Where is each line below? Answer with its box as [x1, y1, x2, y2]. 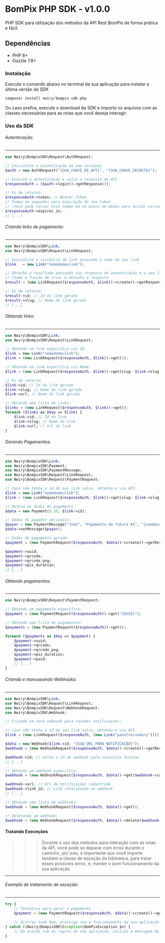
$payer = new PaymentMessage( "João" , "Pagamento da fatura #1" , [5, 522, 139, 527]
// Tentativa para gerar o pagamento [14, 906, 91, 911]
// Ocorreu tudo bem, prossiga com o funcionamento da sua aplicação [14, 920, 160, 925]
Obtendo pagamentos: [5, 578, 51, 584]
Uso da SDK [5, 122, 34, 129]
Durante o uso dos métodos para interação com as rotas [41, 839, 156, 845]
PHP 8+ [12, 52, 28, 58]
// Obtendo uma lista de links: [5, 401, 71, 406]
